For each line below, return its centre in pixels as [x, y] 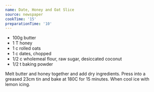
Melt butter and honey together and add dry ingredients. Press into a [75, 74]
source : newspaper [24, 14]
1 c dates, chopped [32, 54]
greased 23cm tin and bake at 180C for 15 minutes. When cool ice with [77, 79]
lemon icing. [18, 85]
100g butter [24, 38]
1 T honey [22, 43]
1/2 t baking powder [33, 64]
